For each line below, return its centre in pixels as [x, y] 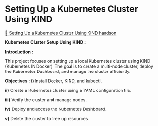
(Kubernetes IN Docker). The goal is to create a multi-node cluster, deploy [79, 66]
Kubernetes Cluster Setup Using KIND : [45, 42]
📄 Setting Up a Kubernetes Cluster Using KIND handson [61, 33]
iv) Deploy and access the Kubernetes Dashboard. [55, 109]
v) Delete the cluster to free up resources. [47, 118]
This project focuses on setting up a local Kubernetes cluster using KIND [78, 61]
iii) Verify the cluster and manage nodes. [46, 99]
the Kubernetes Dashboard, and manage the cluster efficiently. [68, 71]
